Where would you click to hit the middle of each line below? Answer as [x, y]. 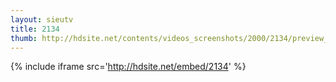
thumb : [24, 38]
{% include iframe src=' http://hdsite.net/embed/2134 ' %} [128, 67]
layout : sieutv [42, 19]
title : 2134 [35, 29]
